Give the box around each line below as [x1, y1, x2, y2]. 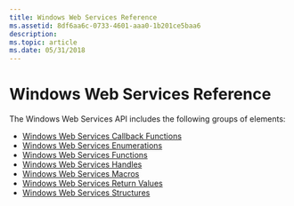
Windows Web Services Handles [21, 159, 143, 170]
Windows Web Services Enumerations [21, 140, 163, 151]
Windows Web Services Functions [21, 150, 149, 161]
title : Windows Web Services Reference [9, 12, 158, 22]
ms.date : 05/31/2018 [9, 46, 86, 55]
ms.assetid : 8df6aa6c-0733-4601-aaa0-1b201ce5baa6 [9, 21, 201, 30]
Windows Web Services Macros [21, 169, 140, 179]
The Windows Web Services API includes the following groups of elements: [9, 114, 286, 124]
